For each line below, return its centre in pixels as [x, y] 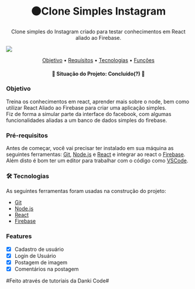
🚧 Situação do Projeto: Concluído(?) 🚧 [98, 73]
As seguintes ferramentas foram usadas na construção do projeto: [86, 191]
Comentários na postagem [47, 269]
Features [19, 236]
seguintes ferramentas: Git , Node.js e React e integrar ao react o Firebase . [96, 154]
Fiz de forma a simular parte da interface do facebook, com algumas [89, 114]
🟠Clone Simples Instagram [98, 11]
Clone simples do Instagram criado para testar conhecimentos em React [98, 31]
